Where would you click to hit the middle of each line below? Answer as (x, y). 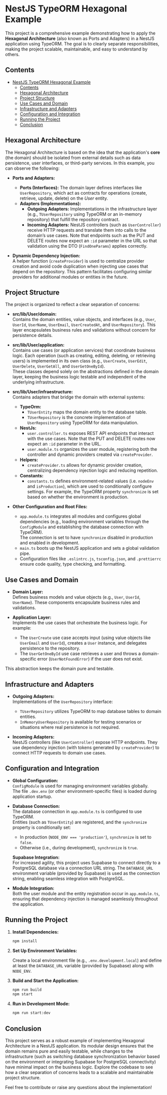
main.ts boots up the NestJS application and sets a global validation (90, 548)
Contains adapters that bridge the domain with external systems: (79, 397)
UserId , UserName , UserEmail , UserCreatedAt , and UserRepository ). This (84, 325)
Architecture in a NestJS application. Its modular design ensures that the (80, 1046)
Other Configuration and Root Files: (50, 507)
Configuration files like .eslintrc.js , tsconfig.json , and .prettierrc (90, 559)
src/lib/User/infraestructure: (42, 392)
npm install (25, 941)
